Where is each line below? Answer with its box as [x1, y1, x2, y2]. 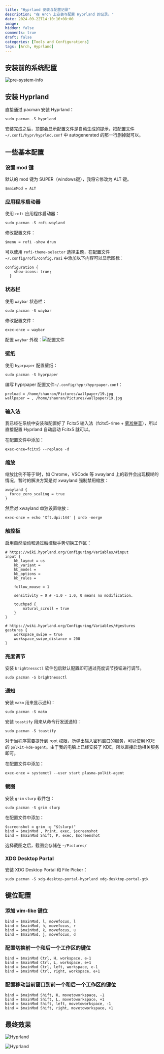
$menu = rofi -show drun [5, 240, 56, 245]
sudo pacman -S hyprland [5, 117, 56, 122]
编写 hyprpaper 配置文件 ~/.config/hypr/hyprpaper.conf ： [5, 382, 123, 387]
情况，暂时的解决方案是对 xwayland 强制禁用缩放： [5, 478, 109, 483]
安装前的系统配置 [5, 64, 57, 72]
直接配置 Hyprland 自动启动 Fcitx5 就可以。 [5, 427, 93, 432]
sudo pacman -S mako [5, 710, 48, 715]
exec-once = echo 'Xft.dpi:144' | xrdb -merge [5, 515, 102, 520]
